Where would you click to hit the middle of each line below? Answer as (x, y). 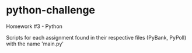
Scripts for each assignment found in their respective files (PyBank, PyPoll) (96, 37)
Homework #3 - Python (34, 26)
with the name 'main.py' (35, 44)
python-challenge (50, 10)
